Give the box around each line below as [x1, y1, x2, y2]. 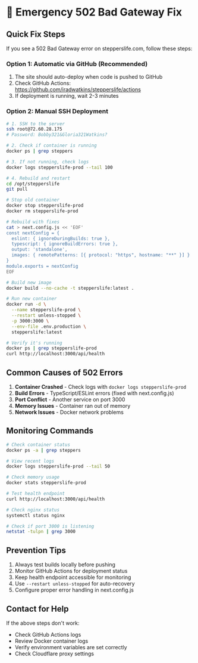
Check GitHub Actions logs [14, 631, 81, 638]
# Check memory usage [6, 474, 60, 481]
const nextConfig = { [6, 230, 60, 236]
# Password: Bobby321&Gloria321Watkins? [6, 132, 108, 138]
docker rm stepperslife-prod [6, 208, 78, 214]
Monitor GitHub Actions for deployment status [14, 568, 128, 575]
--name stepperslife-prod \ [11, 307, 81, 313]
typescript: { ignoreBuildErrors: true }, [11, 241, 118, 247]
